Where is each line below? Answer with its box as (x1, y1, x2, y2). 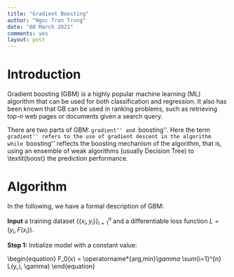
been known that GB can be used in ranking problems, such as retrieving (7, 104, 218, 113)
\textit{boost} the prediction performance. (7, 154, 128, 163)
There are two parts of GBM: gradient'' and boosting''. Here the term (7, 126, 210, 134)
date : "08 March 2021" (7, 23, 74, 30)
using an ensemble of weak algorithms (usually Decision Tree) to (7, 147, 195, 155)
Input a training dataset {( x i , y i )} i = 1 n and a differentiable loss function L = (7, 215, 219, 227)
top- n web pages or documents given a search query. (7, 112, 163, 121)
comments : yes (7, 29, 49, 37)
